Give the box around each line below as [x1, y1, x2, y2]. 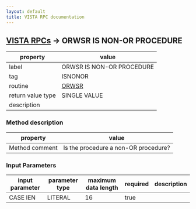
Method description [6, 118, 64, 126]
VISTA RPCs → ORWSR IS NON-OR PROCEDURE [6, 36, 183, 46]
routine [9, 82, 29, 90]
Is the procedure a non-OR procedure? [63, 143, 170, 152]
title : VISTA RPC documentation [6, 14, 85, 20]
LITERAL [47, 193, 71, 201]
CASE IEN [9, 193, 36, 201]
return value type [9, 91, 57, 100]
